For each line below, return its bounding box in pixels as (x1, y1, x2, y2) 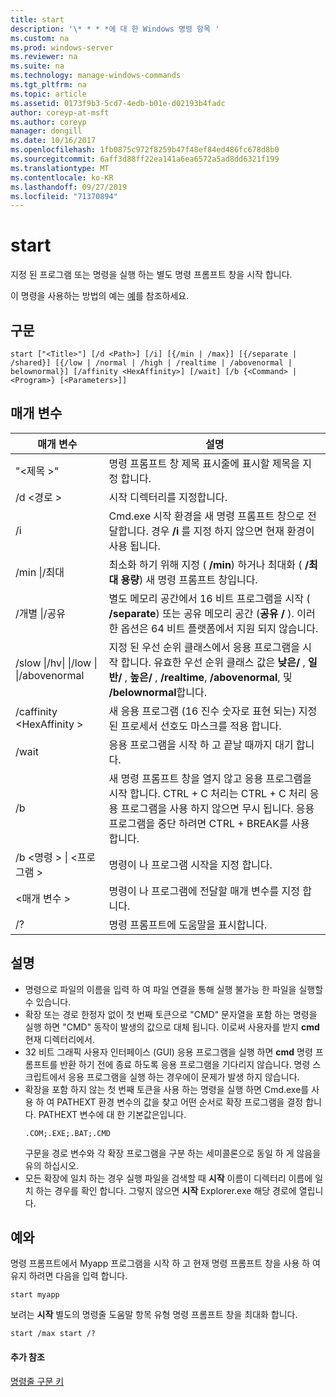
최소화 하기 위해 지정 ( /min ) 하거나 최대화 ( (108, 557, 303, 571)
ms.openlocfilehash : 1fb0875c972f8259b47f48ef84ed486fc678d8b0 (10, 145, 280, 155)
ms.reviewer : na (10, 52, 78, 62)
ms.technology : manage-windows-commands (10, 71, 182, 81)
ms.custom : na (10, 33, 70, 43)
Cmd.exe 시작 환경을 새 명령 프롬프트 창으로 (108, 509, 305, 523)
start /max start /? (10, 1329, 97, 1339)
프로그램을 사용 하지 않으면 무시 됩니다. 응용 (120, 801, 315, 815)
